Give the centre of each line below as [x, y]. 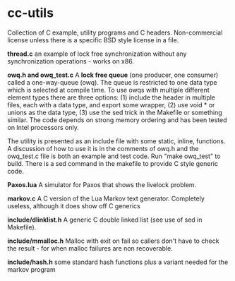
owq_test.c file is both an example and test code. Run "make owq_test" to [114, 156]
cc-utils [31, 13]
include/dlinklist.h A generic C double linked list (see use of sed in [105, 220]
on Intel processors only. [43, 127]
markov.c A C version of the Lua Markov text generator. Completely [106, 198]
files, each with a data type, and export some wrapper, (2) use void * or [111, 104]
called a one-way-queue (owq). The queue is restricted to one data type [112, 82]
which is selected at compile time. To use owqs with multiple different [108, 90]
